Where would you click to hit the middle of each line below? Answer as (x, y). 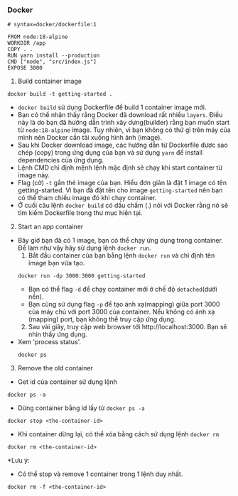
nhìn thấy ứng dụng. (58, 334)
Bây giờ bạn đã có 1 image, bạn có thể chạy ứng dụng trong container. (120, 241)
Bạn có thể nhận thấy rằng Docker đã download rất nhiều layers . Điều (120, 115)
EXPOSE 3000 (25, 68)
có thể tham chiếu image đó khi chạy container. (87, 198)
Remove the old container (55, 368)
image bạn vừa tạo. (56, 263)
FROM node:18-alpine (38, 37)
